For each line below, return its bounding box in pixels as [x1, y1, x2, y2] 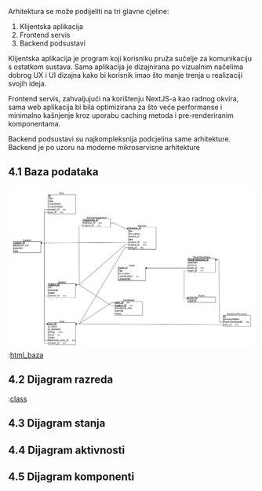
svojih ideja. [8, 79, 47, 88]
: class [8, 394, 27, 403]
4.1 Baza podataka [8, 165, 99, 179]
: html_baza [8, 350, 44, 360]
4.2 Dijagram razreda [8, 373, 114, 387]
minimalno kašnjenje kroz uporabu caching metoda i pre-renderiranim [8, 111, 234, 120]
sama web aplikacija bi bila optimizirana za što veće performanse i [8, 102, 223, 112]
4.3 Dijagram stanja [8, 416, 106, 431]
